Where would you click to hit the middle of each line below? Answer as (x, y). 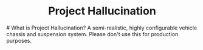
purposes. (19, 40)
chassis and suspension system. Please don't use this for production (92, 34)
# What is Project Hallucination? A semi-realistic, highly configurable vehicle (102, 28)
